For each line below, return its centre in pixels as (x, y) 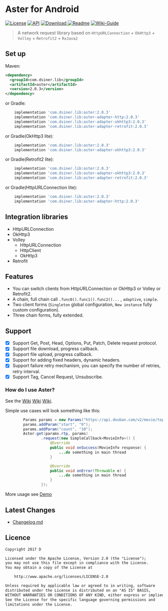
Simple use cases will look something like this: (53, 410)
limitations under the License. (39, 604)
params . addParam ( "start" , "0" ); (57, 424)
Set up (15, 54)
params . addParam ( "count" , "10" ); (58, 429)
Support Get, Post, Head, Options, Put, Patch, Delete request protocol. (85, 343)
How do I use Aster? (30, 390)
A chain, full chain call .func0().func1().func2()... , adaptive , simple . (85, 299)
